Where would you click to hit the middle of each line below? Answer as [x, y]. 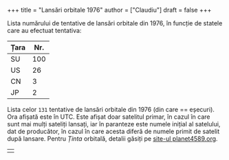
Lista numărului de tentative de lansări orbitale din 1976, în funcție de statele [115, 23]
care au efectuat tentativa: [44, 31]
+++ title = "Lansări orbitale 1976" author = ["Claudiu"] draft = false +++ [109, 10]
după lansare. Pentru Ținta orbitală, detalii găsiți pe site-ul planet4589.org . [112, 139]
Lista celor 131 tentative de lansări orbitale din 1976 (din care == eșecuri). [111, 110]
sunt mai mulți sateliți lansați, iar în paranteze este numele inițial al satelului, [114, 124]
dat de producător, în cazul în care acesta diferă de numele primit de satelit [113, 131]
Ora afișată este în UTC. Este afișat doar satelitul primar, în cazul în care [109, 117]
